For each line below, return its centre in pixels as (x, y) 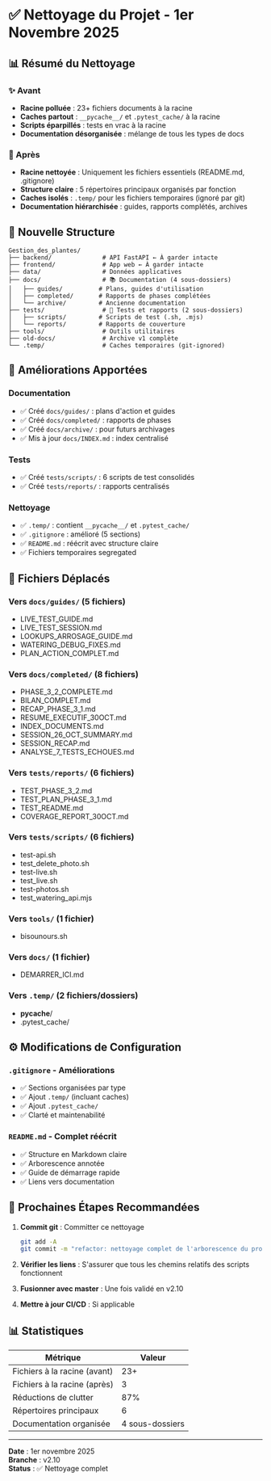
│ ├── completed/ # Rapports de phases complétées (110, 296)
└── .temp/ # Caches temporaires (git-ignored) (117, 345)
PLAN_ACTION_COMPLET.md (69, 653)
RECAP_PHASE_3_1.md (58, 709)
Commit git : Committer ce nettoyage (82, 1226)
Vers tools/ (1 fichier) (51, 919)
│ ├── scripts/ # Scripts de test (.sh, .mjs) (106, 317)
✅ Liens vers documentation (67, 1181)
